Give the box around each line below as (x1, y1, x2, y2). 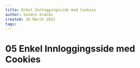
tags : (5, 21, 17, 27)
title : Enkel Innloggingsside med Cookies (5, 7, 96, 13)
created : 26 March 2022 (5, 17, 56, 22)
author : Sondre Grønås (5, 12, 53, 17)
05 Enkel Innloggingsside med (5, 43, 135, 54)
